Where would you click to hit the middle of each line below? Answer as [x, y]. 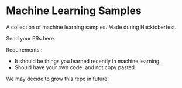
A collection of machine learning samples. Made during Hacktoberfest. [91, 27]
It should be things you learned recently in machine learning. [87, 61]
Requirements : [24, 50]
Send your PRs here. [31, 38]
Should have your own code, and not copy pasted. [75, 67]
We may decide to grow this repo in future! [58, 79]
